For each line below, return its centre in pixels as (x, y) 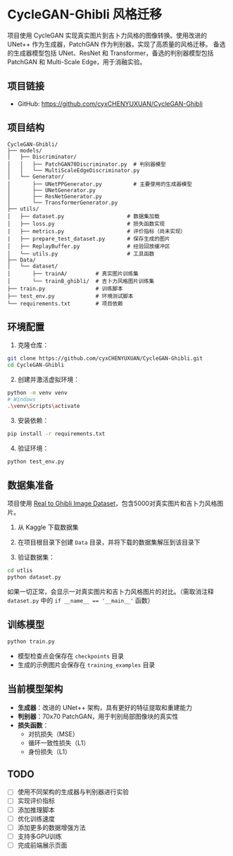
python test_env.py (36, 462)
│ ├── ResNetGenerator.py (55, 196)
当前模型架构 (35, 689)
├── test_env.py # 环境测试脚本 (70, 296)
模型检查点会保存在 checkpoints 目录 (71, 656)
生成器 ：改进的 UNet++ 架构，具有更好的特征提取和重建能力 (105, 707)
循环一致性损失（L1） (59, 742)
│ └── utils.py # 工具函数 (81, 254)
